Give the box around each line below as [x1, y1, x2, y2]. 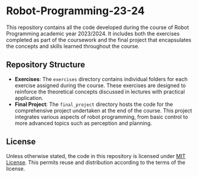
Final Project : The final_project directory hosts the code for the [14, 101, 173, 108]
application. [14, 94, 44, 101]
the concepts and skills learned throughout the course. [6, 43, 140, 50]
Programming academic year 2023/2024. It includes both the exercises [6, 30, 180, 37]
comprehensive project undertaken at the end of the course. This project [14, 107, 192, 114]
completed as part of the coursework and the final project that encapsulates [6, 36, 191, 43]
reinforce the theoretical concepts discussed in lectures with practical [14, 88, 185, 95]
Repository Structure [6, 60, 86, 70]
